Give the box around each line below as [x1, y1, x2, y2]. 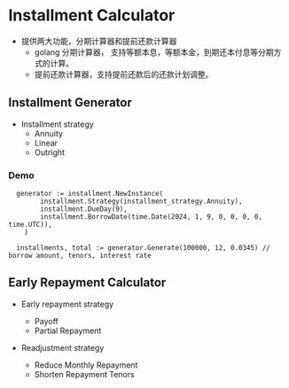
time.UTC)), [8, 221, 52, 229]
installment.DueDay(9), [40, 205, 128, 213]
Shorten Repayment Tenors [34, 369, 135, 379]
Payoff [34, 315, 59, 326]
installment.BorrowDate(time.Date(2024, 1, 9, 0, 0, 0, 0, [40, 213, 263, 221]
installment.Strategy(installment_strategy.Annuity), [40, 197, 243, 206]
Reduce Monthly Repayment [34, 360, 138, 370]
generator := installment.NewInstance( [16, 190, 164, 198]
